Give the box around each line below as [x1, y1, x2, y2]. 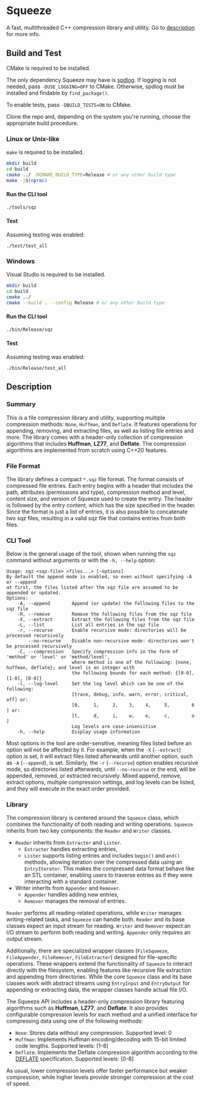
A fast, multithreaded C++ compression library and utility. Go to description [6, 24, 195, 31]
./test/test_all [6, 243, 47, 249]
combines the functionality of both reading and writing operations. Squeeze [6, 820, 194, 828]
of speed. [6, 1080, 30, 1087]
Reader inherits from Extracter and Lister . [15, 839, 122, 847]
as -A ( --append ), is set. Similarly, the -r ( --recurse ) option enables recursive [6, 759, 199, 767]
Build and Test [6, 48, 62, 59]
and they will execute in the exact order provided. [6, 785, 131, 792]
